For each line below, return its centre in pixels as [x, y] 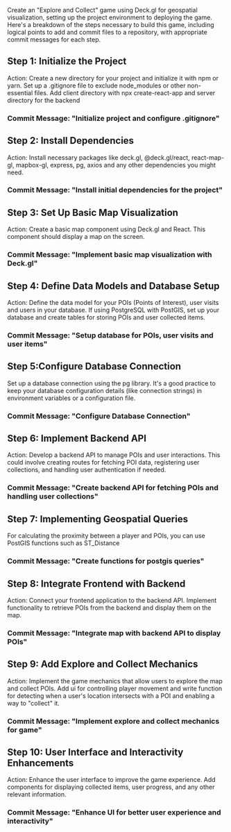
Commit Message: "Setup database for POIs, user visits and [110, 335]
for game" [25, 730]
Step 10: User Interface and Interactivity [95, 752]
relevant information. [37, 794]
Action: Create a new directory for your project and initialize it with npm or [113, 78]
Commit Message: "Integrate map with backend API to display [114, 633]
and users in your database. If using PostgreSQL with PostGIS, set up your [113, 310]
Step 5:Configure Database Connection [94, 366]
